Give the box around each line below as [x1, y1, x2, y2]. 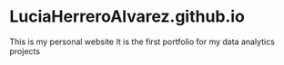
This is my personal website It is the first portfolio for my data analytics [9, 36, 276, 47]
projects [9, 45, 41, 56]
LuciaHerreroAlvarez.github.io [9, 6, 246, 27]
